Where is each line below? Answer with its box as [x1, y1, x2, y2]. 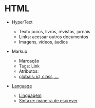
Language [11, 83, 32, 88]
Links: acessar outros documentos [19, 34, 89, 40]
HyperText [11, 19, 33, 25]
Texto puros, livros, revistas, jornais [19, 28, 91, 34]
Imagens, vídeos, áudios [19, 39, 68, 44]
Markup [11, 48, 28, 54]
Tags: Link [19, 63, 40, 69]
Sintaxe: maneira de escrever [19, 97, 78, 103]
